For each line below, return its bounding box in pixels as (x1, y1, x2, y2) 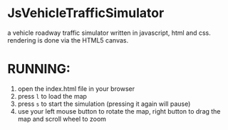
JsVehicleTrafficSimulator (7, 5, 165, 21)
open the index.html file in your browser (17, 84, 135, 93)
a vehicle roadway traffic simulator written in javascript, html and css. (7, 28, 212, 37)
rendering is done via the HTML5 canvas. (7, 36, 129, 44)
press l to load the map (17, 92, 88, 100)
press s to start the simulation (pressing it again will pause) (17, 99, 191, 108)
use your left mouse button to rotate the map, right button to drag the (17, 107, 221, 115)
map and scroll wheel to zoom (17, 114, 107, 123)
